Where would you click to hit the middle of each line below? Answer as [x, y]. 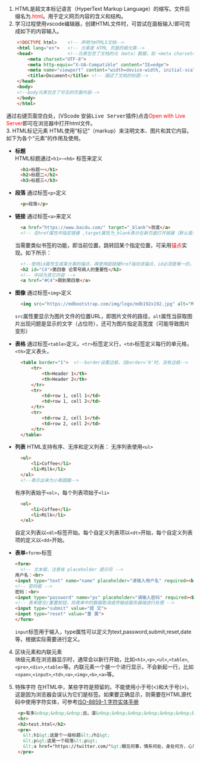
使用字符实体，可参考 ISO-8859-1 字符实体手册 [82, 702]
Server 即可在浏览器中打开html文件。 [51, 123]
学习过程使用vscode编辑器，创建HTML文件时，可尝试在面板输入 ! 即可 [100, 24]
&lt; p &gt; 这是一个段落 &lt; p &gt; [60, 741]
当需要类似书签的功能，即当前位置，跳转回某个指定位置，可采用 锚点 [98, 245]
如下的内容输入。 [41, 31]
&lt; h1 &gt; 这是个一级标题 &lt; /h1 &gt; [66, 735]
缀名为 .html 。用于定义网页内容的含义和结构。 [71, 16]
